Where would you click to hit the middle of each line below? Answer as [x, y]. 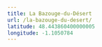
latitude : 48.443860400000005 [51, 26]
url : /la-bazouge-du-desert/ [50, 20]
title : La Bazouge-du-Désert [50, 13]
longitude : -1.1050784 [40, 33]
